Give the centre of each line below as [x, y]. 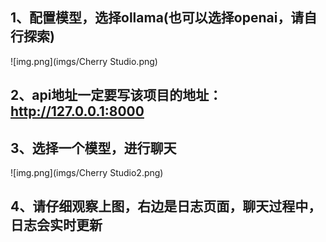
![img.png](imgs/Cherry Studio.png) [84, 61]
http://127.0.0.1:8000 [77, 111]
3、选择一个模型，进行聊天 [93, 148]
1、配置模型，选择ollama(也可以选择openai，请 [157, 18]
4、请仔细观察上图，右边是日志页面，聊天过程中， [166, 206]
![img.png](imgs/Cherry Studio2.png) [87, 173]
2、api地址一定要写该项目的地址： [116, 95]
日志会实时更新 [56, 225]
